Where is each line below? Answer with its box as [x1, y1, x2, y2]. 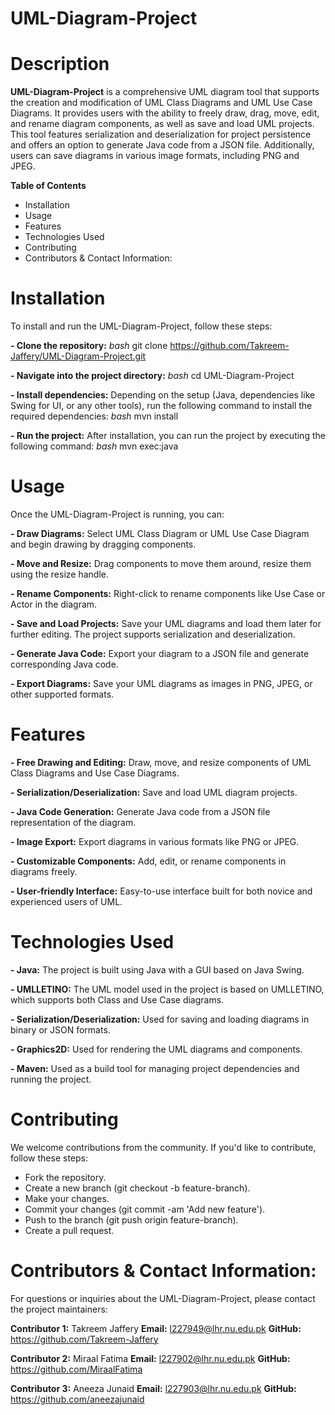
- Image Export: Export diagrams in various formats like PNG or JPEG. [10, 835, 300, 847]
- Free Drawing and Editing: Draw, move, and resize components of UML [10, 756, 312, 768]
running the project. [10, 1073, 92, 1085]
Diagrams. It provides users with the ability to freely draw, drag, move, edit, [10, 107, 320, 119]
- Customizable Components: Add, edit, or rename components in [10, 855, 287, 867]
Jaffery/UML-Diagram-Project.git [10, 350, 147, 362]
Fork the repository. [24, 1171, 107, 1183]
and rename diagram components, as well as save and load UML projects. [10, 118, 315, 130]
